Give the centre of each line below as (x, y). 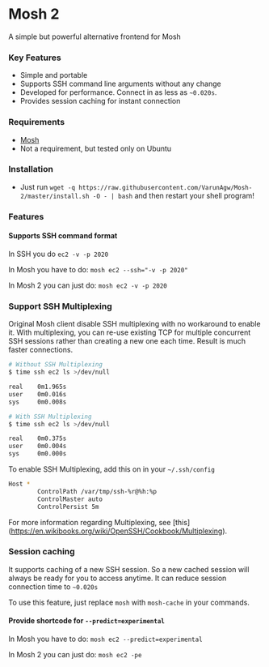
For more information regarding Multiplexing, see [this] (99, 522)
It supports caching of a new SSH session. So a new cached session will (129, 569)
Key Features (35, 58)
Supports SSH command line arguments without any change (120, 84)
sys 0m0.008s (38, 402)
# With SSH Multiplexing (50, 417)
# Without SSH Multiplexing (56, 365)
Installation (31, 169)
